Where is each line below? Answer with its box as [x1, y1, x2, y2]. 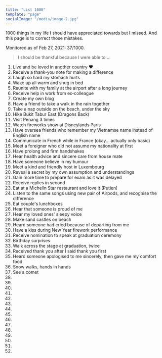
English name [12, 132, 41, 139]
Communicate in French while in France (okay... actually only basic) [12, 138, 150, 144]
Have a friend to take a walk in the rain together [12, 101, 110, 107]
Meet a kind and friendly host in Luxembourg [12, 164, 104, 170]
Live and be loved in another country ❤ [12, 64, 93, 70]
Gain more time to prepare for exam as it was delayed [12, 174, 122, 181]
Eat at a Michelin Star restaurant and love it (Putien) [12, 185, 118, 191]
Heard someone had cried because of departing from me [12, 222, 129, 228]
